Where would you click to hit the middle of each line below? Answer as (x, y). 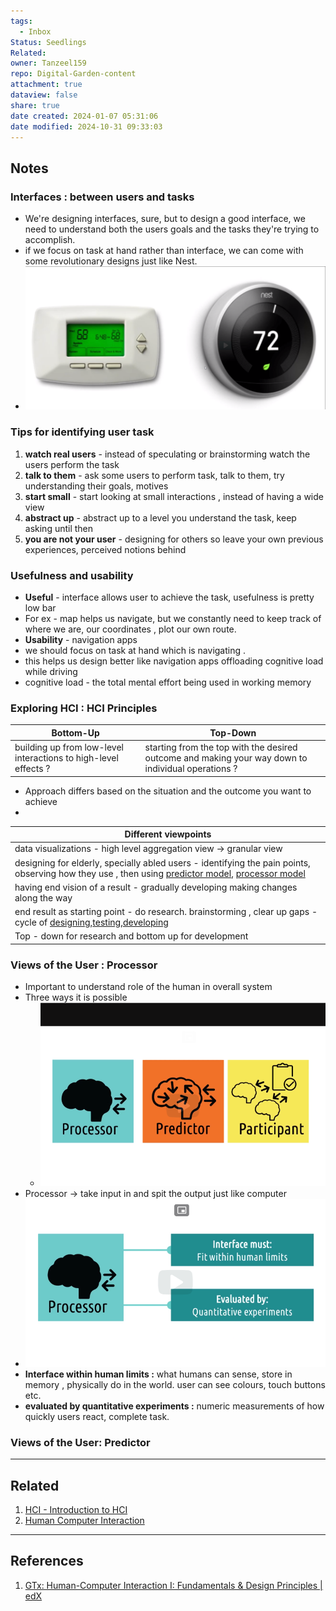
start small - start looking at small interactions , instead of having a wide (174, 496)
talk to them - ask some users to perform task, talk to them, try (154, 475)
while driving (51, 671)
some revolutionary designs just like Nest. (111, 261)
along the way (43, 897)
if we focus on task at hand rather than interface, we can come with (164, 251)
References (47, 1561)
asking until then (59, 528)
